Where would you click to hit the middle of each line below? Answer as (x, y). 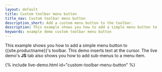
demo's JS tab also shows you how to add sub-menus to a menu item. (75, 55)
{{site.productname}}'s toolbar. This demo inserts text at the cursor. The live (81, 50)
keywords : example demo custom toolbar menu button (58, 32)
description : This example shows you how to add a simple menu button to (81, 27)
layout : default (21, 9)
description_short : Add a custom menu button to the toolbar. (69, 23)
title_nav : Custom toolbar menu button (45, 18)
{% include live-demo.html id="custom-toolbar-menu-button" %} (70, 65)
